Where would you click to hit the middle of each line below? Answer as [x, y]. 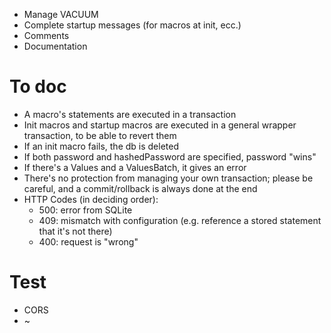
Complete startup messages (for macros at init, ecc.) [132, 25]
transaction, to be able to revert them [100, 135]
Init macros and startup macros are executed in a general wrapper [160, 125]
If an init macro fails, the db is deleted [101, 146]
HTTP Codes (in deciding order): [91, 199]
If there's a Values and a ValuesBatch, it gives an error [135, 167]
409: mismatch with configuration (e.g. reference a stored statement [180, 220]
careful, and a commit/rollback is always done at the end [140, 188]
